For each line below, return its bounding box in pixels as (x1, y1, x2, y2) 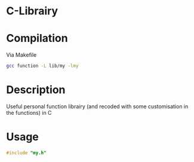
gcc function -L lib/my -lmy (6, 63, 79, 69)
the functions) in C (6, 109, 52, 116)
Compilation (6, 32, 68, 45)
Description (6, 83, 66, 97)
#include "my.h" (6, 149, 47, 156)
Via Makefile (6, 51, 37, 59)
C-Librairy (6, 4, 58, 18)
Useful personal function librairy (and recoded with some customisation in (6, 103, 189, 110)
